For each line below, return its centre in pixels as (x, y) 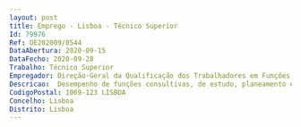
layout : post (34, 17)
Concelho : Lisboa (42, 101)
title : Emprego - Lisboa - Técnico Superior (94, 26)
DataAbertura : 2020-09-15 (57, 51)
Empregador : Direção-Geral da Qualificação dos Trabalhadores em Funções (150, 76)
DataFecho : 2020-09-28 (52, 59)
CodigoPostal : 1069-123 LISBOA (68, 92)
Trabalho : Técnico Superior (62, 68)
